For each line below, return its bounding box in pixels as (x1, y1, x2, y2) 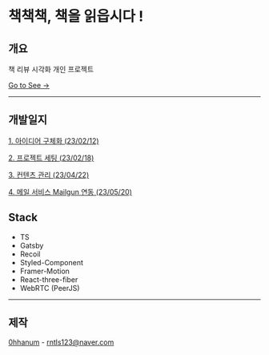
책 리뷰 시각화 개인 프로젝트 (8, 65, 94, 74)
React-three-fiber (19, 274, 78, 284)
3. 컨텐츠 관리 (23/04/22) (8, 170, 90, 180)
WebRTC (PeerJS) (19, 283, 80, 292)
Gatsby (19, 240, 44, 250)
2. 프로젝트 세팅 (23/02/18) (8, 153, 94, 163)
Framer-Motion (19, 266, 70, 276)
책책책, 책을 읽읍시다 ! (8, 7, 144, 26)
